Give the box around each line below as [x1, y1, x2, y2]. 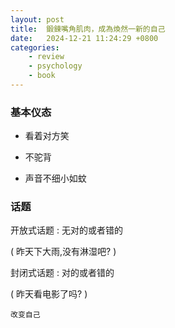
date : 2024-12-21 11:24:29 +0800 [10, 33, 159, 43]
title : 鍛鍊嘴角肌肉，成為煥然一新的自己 [10, 24, 166, 34]
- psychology [28, 61, 83, 71]
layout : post [10, 14, 65, 25]
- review [28, 52, 65, 62]
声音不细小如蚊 [24, 172, 87, 185]
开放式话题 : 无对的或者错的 [10, 224, 123, 236]
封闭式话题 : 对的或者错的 [10, 267, 115, 279]
